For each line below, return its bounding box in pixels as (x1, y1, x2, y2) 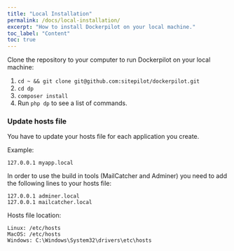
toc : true (7, 36, 36, 43)
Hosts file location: (7, 211, 62, 219)
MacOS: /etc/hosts (7, 231, 61, 238)
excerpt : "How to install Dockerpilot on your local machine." (7, 23, 196, 30)
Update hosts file (7, 116, 67, 126)
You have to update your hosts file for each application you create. (7, 133, 200, 141)
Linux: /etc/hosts (7, 225, 61, 232)
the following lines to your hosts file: (7, 179, 112, 188)
